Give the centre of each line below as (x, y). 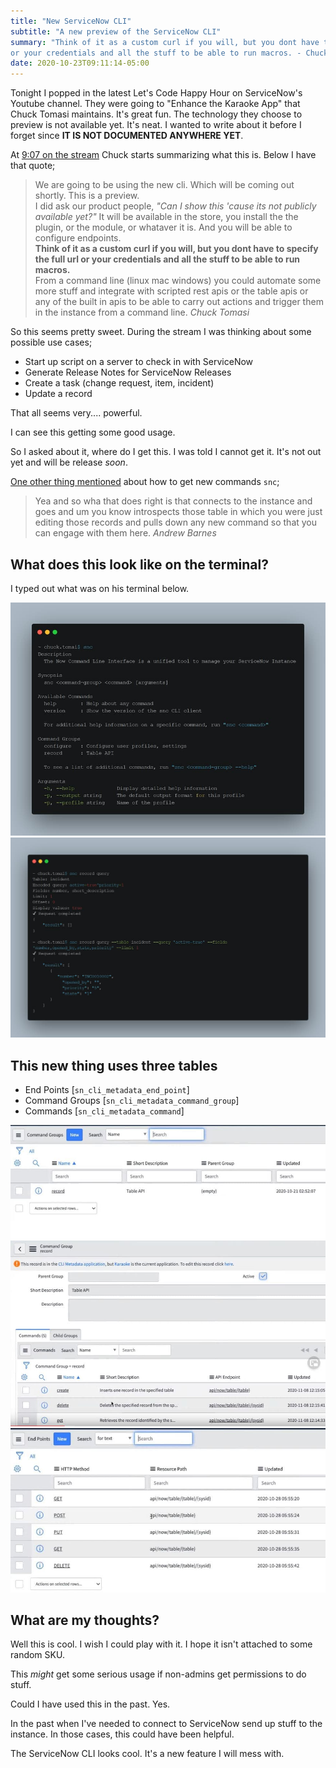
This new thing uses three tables (114, 1065)
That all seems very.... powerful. (76, 413)
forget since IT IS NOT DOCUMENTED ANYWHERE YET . (127, 136)
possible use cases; (51, 342)
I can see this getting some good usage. (93, 432)
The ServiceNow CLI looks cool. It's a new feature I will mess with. (147, 1754)
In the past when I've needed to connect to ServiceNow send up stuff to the (166, 1724)
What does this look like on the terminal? (139, 564)
